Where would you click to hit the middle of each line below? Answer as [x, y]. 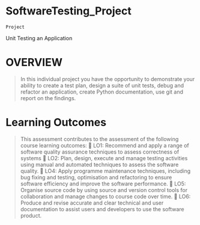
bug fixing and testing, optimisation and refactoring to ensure [96, 177]
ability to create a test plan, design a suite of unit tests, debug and [102, 85]
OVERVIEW [34, 63]
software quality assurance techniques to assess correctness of [100, 152]
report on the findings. [48, 98]
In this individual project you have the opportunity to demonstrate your [108, 79]
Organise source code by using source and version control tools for [104, 190]
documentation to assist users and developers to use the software [102, 209]
